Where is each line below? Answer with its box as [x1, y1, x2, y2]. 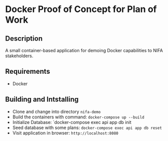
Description [5, 34, 43, 43]
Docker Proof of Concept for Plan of [5, 4, 157, 15]
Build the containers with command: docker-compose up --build [12, 114, 144, 120]
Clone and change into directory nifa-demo [12, 108, 101, 114]
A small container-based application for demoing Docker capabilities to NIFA [5, 48, 163, 53]
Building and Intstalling [5, 95, 79, 104]
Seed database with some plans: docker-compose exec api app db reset [12, 124, 162, 130]
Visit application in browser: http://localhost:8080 [12, 129, 119, 136]
